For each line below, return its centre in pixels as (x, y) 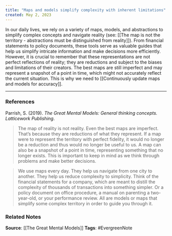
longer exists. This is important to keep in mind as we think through (89, 155)
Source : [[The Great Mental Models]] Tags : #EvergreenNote (69, 228)
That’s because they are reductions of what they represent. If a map (89, 134)
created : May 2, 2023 (28, 15)
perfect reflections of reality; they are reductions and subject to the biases (84, 62)
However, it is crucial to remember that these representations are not (78, 56)
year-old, (27, 198)
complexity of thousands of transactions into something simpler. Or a (91, 187)
